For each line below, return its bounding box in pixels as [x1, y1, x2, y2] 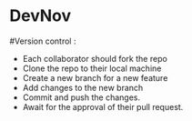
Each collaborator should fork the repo [22, 53, 168, 64]
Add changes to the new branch [22, 82, 144, 93]
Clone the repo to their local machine [22, 63, 162, 74]
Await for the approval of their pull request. [22, 101, 184, 112]
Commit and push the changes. [22, 92, 141, 103]
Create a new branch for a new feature [22, 72, 168, 83]
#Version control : [9, 35, 76, 46]
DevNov [9, 5, 72, 26]
